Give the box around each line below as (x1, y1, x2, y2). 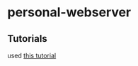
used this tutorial (7, 51, 57, 60)
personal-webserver (7, 4, 132, 21)
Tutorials (7, 33, 47, 45)
